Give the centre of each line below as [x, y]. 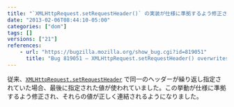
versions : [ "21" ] [32, 39]
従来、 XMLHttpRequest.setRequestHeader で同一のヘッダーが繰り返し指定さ [114, 79]
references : [24, 46]
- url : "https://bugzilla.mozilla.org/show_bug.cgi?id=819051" [114, 52]
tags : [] [20, 33]
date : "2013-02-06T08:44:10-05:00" [59, 20]
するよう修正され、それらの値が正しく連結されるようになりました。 [105, 96]
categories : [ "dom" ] [37, 26]
